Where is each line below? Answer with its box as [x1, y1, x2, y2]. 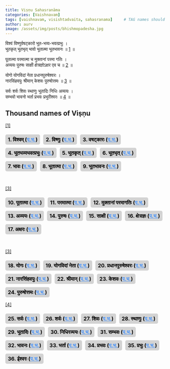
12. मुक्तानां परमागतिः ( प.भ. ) [93, 199, 146, 206]
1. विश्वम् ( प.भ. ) [8, 136, 38, 143]
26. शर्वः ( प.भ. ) [45, 315, 75, 322]
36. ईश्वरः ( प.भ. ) [8, 355, 41, 362]
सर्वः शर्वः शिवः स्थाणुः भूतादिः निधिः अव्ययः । [5, 88, 73, 94]
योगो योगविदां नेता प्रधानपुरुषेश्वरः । [5, 72, 61, 78]
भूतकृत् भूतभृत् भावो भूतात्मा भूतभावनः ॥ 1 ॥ [5, 46, 75, 52]
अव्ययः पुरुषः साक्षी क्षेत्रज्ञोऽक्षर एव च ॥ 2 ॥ [5, 62, 73, 68]
